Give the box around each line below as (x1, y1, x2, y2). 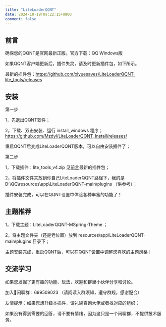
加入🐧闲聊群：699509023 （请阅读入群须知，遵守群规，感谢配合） (5, 289, 142, 295)
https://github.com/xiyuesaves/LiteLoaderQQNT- (35, 71, 136, 77)
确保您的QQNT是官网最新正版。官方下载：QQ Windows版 (5, 50, 123, 56)
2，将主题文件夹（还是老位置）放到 (5, 232, 78, 238)
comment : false (5, 16, 37, 21)
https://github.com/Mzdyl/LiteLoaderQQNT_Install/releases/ (5, 133, 127, 139)
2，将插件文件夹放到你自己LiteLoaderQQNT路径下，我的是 (5, 175, 125, 181)
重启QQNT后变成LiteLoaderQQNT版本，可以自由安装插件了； (5, 143, 131, 149)
